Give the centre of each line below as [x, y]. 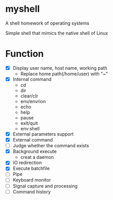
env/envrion [33, 101]
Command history [32, 192]
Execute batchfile [31, 168]
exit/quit [29, 123]
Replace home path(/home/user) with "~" [64, 74]
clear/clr [29, 96]
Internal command [32, 79]
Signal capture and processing [45, 186]
